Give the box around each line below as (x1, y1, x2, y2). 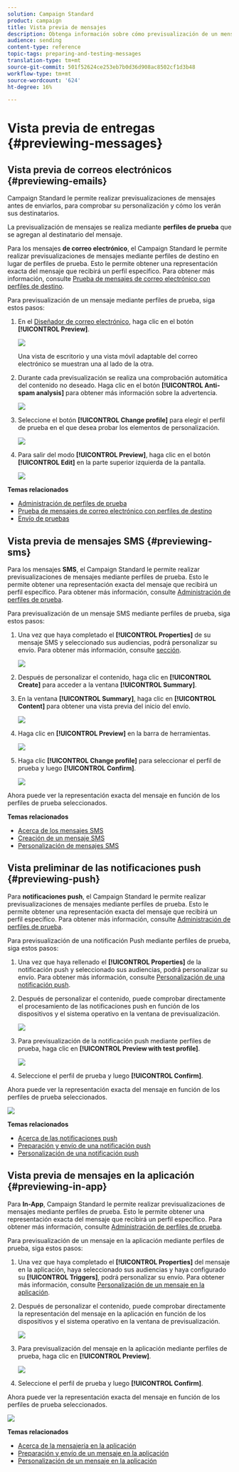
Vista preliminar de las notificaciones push (7, 862, 201, 874)
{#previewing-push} (7, 873, 101, 885)
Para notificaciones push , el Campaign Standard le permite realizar (7, 892, 206, 901)
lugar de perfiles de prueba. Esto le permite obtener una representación (7, 260, 218, 268)
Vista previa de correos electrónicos (7, 163, 172, 175)
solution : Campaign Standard (7, 10, 94, 18)
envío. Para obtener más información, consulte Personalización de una (17, 973, 225, 981)
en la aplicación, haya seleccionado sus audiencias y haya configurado (17, 1265, 226, 1274)
